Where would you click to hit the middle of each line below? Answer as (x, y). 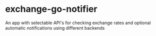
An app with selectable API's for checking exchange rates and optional (78, 23)
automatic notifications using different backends (55, 28)
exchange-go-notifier (51, 9)
